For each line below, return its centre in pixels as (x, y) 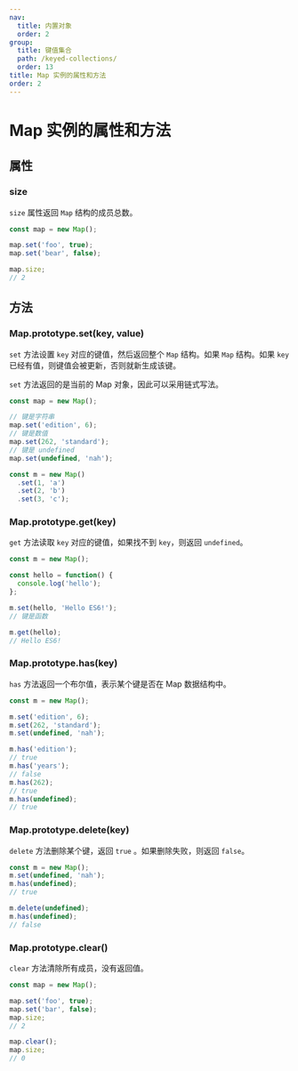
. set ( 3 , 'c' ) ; (43, 499)
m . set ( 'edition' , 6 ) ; (49, 717)
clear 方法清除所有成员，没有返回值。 (79, 968)
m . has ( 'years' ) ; (39, 766)
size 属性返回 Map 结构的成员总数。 (73, 212)
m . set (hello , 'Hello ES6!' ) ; (63, 608)
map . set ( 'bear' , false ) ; (55, 254)
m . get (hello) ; (36, 632)
